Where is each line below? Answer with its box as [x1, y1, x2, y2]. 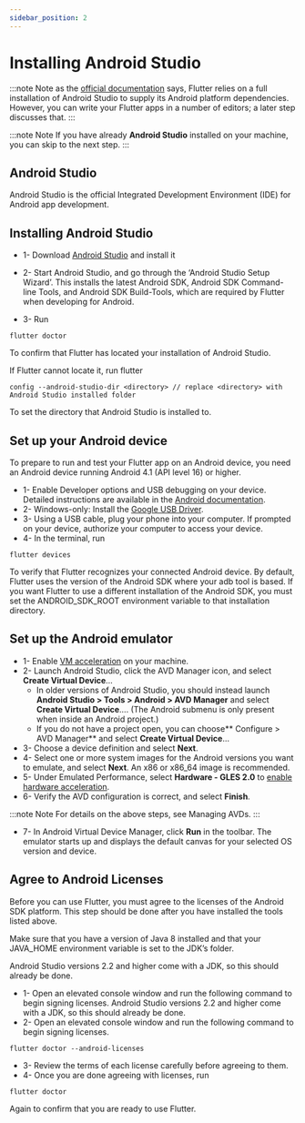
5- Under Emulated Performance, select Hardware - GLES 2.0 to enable [22, 771, 293, 783]
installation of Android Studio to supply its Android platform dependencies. [9, 92, 290, 103]
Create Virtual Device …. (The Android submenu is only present [36, 703, 275, 714]
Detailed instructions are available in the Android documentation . [22, 494, 266, 505]
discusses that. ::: [9, 111, 76, 123]
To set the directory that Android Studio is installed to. [9, 407, 212, 418]
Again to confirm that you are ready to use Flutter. [9, 1103, 197, 1114]
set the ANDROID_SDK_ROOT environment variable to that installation [9, 595, 270, 606]
